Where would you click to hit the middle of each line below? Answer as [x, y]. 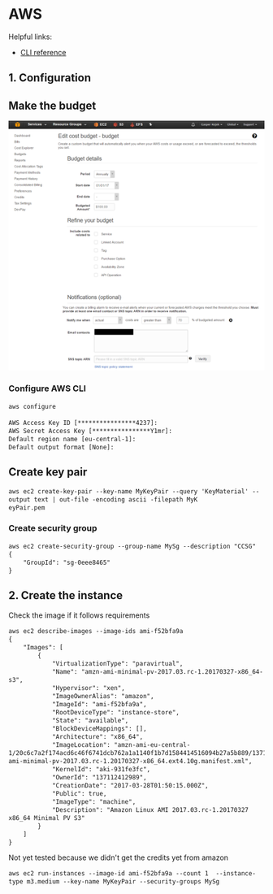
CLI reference [43, 52]
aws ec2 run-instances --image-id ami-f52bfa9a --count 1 [108, 873]
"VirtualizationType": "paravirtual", [117, 663]
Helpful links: [30, 37]
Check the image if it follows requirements [79, 615]
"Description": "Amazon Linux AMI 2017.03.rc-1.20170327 [150, 809]
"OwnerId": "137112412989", [100, 777]
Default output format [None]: [61, 447]
